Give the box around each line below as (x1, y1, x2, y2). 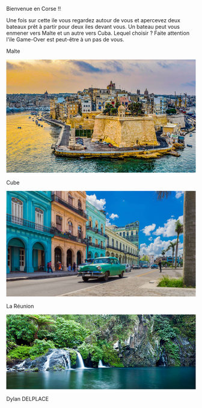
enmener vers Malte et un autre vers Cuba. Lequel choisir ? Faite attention (6, 29, 190, 37)
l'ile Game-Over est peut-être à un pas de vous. (6, 36, 124, 43)
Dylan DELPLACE (6, 395, 49, 403)
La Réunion (6, 303, 34, 310)
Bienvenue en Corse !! (6, 5, 61, 12)
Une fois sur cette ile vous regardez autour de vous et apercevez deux (6, 17, 180, 23)
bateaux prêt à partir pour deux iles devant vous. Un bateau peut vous (6, 23, 180, 30)
